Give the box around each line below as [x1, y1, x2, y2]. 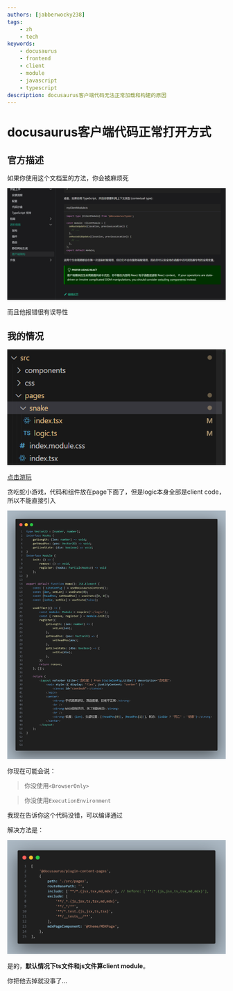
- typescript [19, 84, 58, 92]
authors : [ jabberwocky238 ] [7, 11, 85, 18]
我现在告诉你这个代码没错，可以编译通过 [7, 811, 123, 819]
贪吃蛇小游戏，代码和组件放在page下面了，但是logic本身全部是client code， [7, 488, 225, 496]
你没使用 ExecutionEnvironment [24, 796, 111, 804]
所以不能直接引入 [7, 496, 56, 504]
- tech [19, 33, 39, 40]
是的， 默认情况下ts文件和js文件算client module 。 [7, 962, 149, 970]
